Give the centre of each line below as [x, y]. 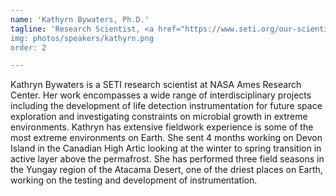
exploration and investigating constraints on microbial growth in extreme [159, 117]
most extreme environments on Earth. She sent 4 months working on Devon [166, 138]
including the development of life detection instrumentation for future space [166, 106]
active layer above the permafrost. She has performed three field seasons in [167, 159]
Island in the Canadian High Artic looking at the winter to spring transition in [166, 148]
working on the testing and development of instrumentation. [134, 180]
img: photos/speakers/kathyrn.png [82, 38]
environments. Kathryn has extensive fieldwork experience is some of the [162, 127]
